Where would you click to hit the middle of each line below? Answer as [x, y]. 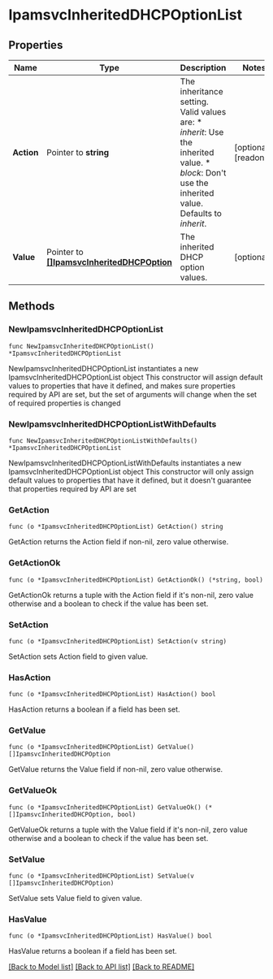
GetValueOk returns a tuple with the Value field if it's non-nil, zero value [128, 830]
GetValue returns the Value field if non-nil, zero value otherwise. [116, 769]
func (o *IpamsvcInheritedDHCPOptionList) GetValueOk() [105, 807]
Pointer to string [78, 152]
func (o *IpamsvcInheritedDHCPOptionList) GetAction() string [116, 527]
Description [203, 68]
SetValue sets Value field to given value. [75, 899]
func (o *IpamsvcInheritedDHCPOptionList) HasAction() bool [113, 695]
